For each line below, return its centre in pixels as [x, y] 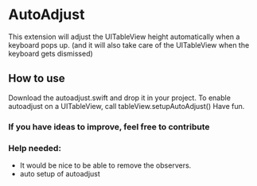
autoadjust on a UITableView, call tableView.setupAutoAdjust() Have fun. [127, 106]
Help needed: [35, 148]
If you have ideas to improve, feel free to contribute [109, 126]
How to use [37, 78]
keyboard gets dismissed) [51, 53]
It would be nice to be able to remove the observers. [105, 165]
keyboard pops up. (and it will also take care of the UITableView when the [129, 45]
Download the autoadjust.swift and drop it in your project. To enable [119, 98]
